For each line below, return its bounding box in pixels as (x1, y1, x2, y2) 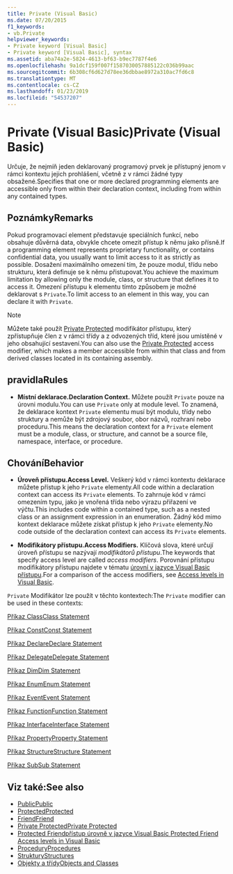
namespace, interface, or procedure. (17, 437, 123, 445)
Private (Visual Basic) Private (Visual (7, 125, 221, 140)
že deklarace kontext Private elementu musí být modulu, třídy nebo (17, 407, 211, 415)
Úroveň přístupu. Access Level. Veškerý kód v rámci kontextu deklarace (17, 475, 226, 484)
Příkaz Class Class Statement (7, 613, 90, 621)
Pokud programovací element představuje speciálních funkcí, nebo (7, 231, 199, 239)
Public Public (17, 799, 54, 808)
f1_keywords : (7, 23, 45, 30)
